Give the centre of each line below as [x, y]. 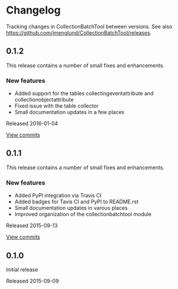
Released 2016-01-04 [32, 123]
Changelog [33, 10]
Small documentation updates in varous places [71, 208]
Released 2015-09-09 [32, 281]
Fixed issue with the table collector [57, 106]
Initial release [22, 269]
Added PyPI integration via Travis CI [58, 196]
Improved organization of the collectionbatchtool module [83, 214]
